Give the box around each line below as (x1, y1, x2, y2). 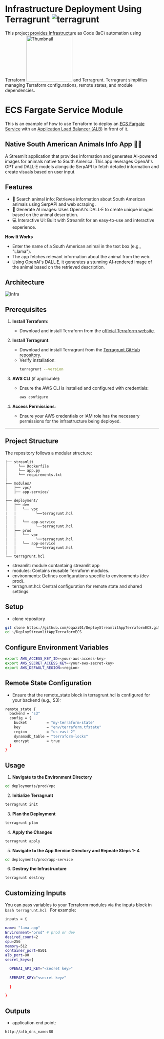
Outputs (5, 1007, 31, 1015)
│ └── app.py (5, 468, 41, 473)
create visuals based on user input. (5, 169, 76, 174)
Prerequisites (5, 305, 47, 314)
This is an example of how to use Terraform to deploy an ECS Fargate (5, 121, 145, 126)
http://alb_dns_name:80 (5, 1029, 54, 1035)
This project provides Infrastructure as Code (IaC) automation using (5, 30, 142, 36)
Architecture (5, 278, 45, 286)
